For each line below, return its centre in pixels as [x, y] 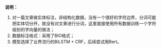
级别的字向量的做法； [33, 30]
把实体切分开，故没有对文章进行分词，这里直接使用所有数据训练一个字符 [84, 24]
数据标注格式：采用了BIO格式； [43, 36]
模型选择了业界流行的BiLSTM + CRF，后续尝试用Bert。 [67, 42]
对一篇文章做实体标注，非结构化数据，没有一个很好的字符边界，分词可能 [84, 17]
